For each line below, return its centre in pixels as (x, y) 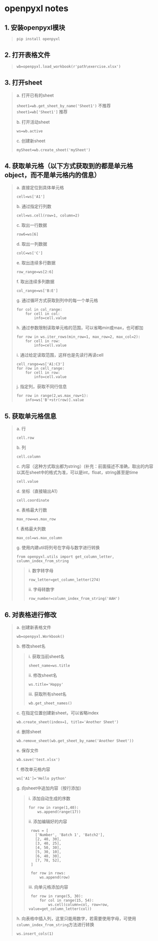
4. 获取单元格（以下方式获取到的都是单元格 (69, 166)
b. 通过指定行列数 (34, 206)
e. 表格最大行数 (32, 510)
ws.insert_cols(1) (35, 934)
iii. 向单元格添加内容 (48, 887)
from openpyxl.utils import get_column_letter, (65, 557)
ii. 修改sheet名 (43, 676)
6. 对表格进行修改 (31, 615)
